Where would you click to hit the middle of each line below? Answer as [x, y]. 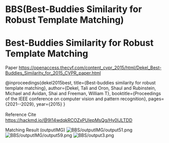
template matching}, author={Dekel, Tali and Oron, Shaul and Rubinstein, [81, 88]
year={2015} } [51, 104]
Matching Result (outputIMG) [35, 130]
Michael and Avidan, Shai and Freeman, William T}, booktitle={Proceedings [83, 94]
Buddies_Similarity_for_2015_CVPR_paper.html [53, 73]
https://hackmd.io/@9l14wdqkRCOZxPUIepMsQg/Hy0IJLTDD [69, 120]
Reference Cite [21, 115]
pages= [156, 99]
